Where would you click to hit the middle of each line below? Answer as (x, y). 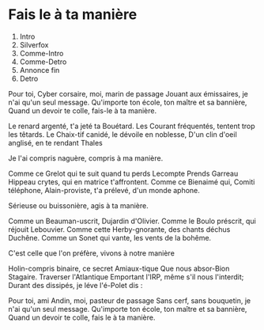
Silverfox (34, 44)
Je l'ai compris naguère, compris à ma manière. (86, 158)
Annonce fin (40, 70)
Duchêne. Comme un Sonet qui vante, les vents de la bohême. (110, 237)
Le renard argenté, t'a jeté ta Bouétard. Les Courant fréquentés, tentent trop (132, 126)
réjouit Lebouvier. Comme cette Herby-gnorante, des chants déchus (119, 229)
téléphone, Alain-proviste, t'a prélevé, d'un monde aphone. (104, 190)
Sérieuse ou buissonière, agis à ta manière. (78, 205)
